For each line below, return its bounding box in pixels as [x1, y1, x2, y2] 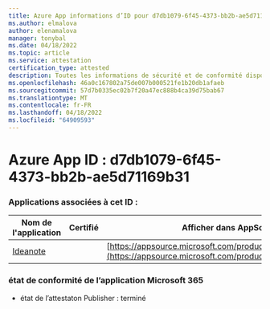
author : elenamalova [8, 26, 78, 35]
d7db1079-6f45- [109, 151, 222, 169]
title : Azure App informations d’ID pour [8, 11, 149, 20]
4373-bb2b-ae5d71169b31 [8, 168, 190, 186]
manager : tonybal [8, 34, 67, 43]
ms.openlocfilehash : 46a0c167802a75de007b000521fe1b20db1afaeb [8, 79, 225, 87]
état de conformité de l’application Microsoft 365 [8, 274, 203, 286]
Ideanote [12, 246, 47, 257]
